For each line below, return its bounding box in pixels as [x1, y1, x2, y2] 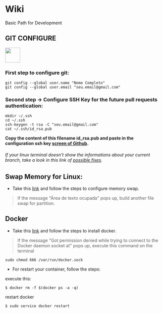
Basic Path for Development [5, 20, 62, 26]
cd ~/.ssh [5, 118, 26, 123]
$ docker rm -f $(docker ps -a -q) [5, 285, 79, 290]
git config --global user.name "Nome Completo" [5, 81, 106, 86]
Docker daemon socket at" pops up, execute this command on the [17, 242, 153, 248]
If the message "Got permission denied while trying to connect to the [17, 237, 159, 243]
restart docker [5, 294, 34, 300]
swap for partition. [17, 200, 55, 206]
